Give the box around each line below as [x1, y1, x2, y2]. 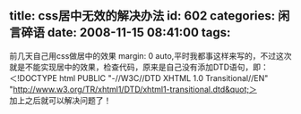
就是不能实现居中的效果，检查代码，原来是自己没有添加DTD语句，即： [9, 61, 269, 72]
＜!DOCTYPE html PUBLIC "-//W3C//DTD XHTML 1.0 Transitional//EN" [9, 72, 269, 83]
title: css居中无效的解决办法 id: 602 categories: [9, 8, 276, 24]
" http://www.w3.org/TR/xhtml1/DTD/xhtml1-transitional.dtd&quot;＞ [9, 84, 258, 94]
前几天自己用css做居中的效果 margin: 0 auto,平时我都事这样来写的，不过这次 [9, 50, 292, 61]
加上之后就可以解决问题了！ [9, 94, 112, 105]
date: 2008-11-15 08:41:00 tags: [47, 25, 231, 40]
